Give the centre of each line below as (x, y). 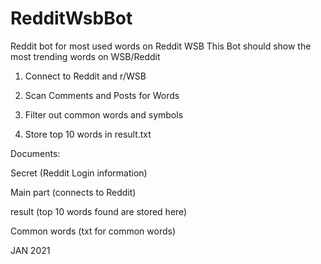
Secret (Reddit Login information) (79, 173)
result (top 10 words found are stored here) (99, 211)
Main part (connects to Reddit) (73, 192)
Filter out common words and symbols (104, 114)
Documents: (35, 153)
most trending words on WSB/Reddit (85, 56)
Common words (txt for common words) (93, 231)
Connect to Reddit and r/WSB (85, 76)
